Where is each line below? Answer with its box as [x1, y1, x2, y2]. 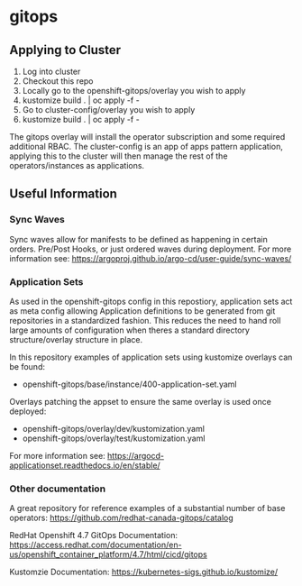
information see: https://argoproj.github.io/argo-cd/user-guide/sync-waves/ [9, 252, 292, 263]
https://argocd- [106, 450, 165, 461]
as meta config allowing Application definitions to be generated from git [9, 305, 276, 316]
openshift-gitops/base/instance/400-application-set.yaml [22, 379, 237, 389]
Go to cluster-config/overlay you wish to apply [22, 105, 196, 114]
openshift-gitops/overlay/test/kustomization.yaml [22, 433, 206, 444]
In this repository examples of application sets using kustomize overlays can [9, 352, 293, 362]
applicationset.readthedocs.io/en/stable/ [9, 460, 160, 471]
